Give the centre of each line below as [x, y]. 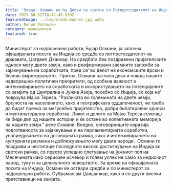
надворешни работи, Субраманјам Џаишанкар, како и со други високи [83, 174]
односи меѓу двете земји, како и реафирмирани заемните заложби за [82, 65]
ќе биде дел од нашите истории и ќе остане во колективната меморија [83, 119]
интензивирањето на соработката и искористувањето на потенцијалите [84, 87]
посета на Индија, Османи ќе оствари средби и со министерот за [77, 168]
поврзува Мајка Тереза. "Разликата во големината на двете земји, [78, 97]
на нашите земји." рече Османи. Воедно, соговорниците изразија [77, 124]
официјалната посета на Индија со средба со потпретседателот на [79, 54]
